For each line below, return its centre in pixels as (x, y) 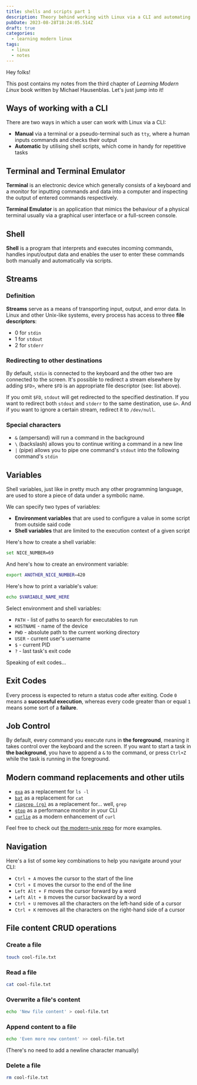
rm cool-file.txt (27, 1078)
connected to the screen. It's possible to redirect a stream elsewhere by (93, 380)
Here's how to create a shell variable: (51, 542)
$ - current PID (32, 645)
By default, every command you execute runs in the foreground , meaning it (98, 740)
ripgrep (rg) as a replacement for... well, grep (71, 804)
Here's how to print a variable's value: (52, 586)
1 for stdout (29, 339)
